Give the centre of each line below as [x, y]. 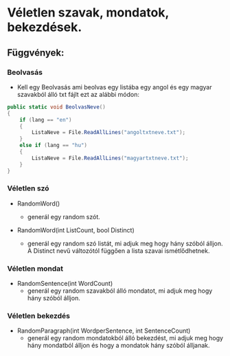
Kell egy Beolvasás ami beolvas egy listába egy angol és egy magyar [114, 87]
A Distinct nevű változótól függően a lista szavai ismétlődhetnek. [118, 251]
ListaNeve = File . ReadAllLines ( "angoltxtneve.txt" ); [109, 133]
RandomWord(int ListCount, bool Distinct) [76, 230]
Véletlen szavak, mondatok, [88, 13]
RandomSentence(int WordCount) [65, 284]
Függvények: [36, 53]
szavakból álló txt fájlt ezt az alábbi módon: [78, 94]
